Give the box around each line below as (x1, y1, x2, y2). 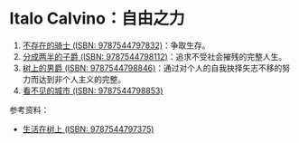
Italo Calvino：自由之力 (9, 8, 185, 29)
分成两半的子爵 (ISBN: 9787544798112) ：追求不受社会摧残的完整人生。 (22, 51, 287, 62)
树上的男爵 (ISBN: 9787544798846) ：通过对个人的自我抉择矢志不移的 (22, 62, 283, 73)
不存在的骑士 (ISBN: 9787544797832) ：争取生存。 (22, 40, 210, 51)
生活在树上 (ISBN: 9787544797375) (22, 123, 154, 134)
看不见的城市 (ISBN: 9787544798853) (22, 85, 164, 96)
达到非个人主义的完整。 (38, 73, 126, 84)
